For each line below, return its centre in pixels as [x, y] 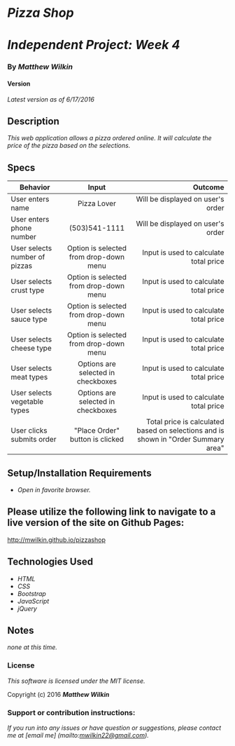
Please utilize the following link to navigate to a [112, 512]
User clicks [29, 430]
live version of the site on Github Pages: [96, 523]
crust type [28, 290]
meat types [29, 377]
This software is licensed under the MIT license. [76, 681]
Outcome [208, 187]
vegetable [27, 402]
